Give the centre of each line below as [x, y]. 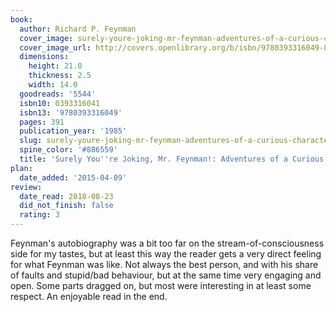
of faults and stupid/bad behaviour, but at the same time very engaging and [166, 275]
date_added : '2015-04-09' [73, 177]
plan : [21, 168]
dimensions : [44, 57]
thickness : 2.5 [60, 76]
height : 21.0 [55, 66]
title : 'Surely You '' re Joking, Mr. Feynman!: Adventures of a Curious [172, 159]
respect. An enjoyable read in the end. [89, 296]
